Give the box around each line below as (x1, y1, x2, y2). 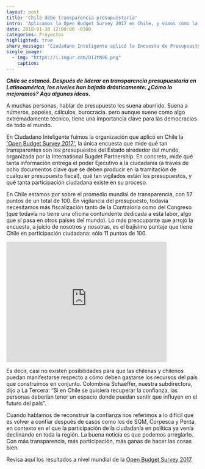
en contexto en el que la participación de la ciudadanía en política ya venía (6, 424, 194, 432)
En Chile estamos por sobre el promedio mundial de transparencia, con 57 (6, 190, 193, 198)
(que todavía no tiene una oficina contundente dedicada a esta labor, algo (6, 210, 192, 217)
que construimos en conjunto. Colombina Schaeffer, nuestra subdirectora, (6, 380, 193, 387)
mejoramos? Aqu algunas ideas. (6, 90, 91, 97)
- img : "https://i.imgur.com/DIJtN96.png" (12, 54, 121, 61)
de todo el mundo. (6, 121, 52, 128)
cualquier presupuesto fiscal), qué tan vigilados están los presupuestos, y (6, 172, 192, 179)
